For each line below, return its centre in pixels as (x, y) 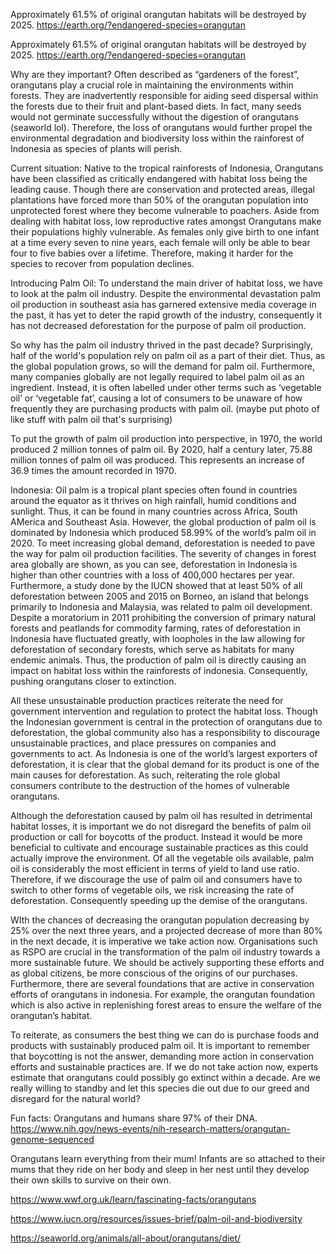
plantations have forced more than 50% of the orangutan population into (159, 200)
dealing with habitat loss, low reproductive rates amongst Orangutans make (166, 221)
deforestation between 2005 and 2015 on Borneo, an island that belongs (159, 596)
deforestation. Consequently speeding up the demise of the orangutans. (159, 900)
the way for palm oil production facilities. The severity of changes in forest (163, 553)
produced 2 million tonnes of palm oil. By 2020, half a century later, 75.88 (161, 449)
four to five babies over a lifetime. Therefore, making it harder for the (152, 253)
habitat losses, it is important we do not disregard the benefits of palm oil (161, 826)
